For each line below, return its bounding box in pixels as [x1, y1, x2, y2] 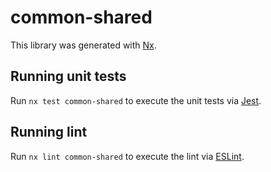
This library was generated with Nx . [10, 39, 157, 51]
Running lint [10, 124, 88, 141]
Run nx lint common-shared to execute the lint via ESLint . [10, 150, 245, 162]
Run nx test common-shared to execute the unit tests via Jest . [10, 94, 262, 106]
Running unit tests [10, 68, 127, 85]
